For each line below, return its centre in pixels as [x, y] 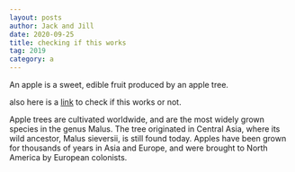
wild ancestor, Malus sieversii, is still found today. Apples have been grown [148, 138]
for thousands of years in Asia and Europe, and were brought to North [139, 148]
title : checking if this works [68, 43]
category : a [31, 59]
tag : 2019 [28, 51]
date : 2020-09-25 [42, 34]
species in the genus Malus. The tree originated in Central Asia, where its [145, 129]
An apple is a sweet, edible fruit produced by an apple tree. [119, 85]
